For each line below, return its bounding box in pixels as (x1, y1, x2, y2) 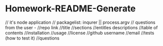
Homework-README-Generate (5, 3, 136, 14)
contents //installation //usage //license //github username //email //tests (5, 30, 155, 36)
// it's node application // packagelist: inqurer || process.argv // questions (5, 19, 156, 25)
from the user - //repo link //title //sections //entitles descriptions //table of (5, 24, 158, 30)
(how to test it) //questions (5, 35, 60, 41)
